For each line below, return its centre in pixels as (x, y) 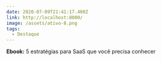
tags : (13, 29)
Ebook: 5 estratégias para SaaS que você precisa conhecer (81, 51)
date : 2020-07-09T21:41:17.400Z (47, 12)
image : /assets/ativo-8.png (42, 23)
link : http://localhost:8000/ (45, 18)
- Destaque (26, 34)
